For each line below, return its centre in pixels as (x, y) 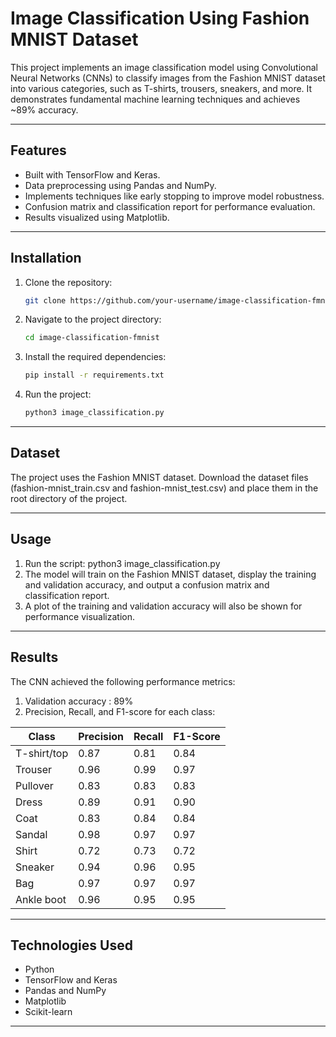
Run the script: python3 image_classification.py (122, 563)
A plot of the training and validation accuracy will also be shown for (163, 606)
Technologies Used (71, 945)
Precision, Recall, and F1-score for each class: (120, 711)
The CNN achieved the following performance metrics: (123, 681)
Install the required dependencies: (95, 357)
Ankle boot (41, 899)
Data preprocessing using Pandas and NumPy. (120, 185)
